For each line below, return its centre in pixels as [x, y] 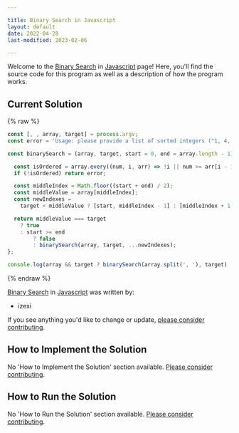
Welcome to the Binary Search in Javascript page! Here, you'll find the [110, 67]
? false [44, 239]
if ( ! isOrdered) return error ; [60, 173]
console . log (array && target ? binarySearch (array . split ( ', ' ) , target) [117, 265]
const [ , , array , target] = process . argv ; [73, 135]
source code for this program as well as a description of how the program [115, 74]
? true [30, 225]
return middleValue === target [60, 219]
